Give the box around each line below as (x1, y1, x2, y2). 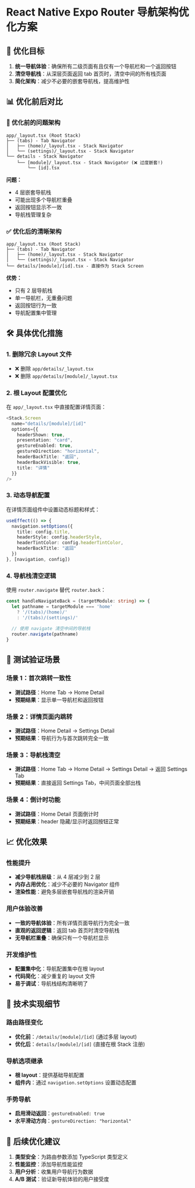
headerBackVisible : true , (17, 459, 81, 465)
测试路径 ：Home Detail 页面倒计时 (14, 810, 99, 817)
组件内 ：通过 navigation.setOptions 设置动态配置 (14, 1079, 137, 1086)
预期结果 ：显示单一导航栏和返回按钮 (14, 696, 104, 703)
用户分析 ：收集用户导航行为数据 (14, 1168, 93, 1176)
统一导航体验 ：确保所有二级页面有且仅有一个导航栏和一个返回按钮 (14, 63, 177, 70)
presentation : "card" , (17, 437, 73, 443)
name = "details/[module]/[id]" (11, 421, 86, 427)
